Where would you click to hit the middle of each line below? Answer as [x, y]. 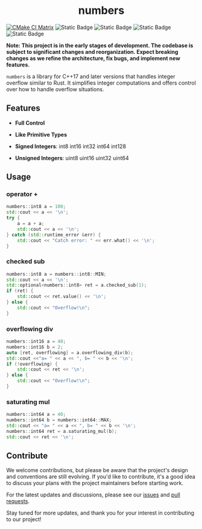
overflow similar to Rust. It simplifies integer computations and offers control [101, 83]
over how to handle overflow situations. [55, 89]
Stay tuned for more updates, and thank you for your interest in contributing [100, 513]
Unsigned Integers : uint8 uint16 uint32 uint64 [72, 158]
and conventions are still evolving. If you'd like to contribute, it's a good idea [101, 477]
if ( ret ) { [20, 291]
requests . [18, 501]
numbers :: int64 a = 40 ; [36, 415]
